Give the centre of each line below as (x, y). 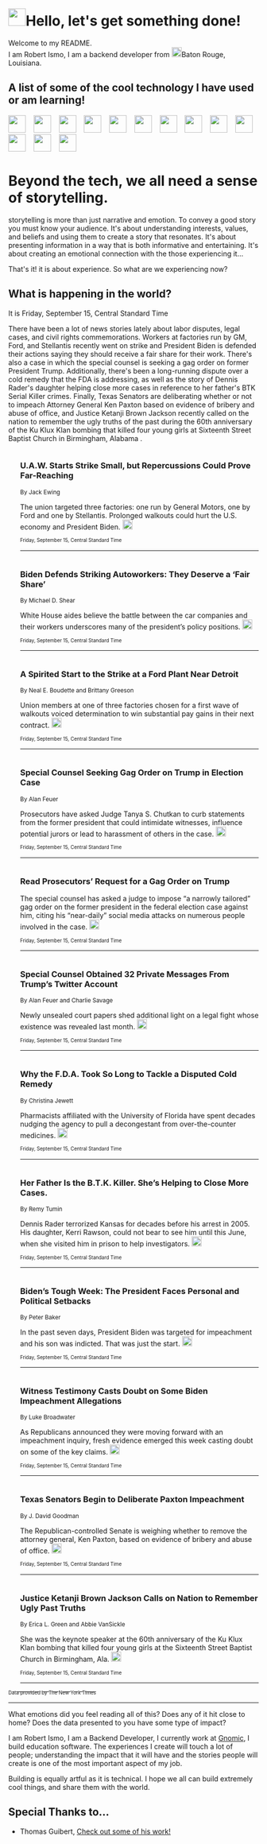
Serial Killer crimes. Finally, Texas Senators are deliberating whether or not (130, 396)
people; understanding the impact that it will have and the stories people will (133, 1755)
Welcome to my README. (50, 43)
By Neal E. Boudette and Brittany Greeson (77, 691)
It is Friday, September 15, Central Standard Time (88, 313)
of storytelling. (58, 198)
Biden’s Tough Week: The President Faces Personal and (130, 1291)
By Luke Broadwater (47, 1418)
